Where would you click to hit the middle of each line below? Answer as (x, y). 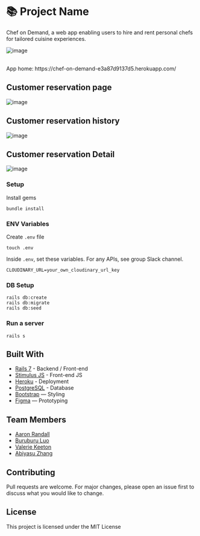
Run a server (25, 323)
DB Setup (20, 285)
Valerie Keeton (33, 447)
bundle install (25, 208)
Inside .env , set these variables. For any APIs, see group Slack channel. (95, 259)
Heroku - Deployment (42, 382)
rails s (16, 336)
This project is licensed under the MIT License (64, 526)
